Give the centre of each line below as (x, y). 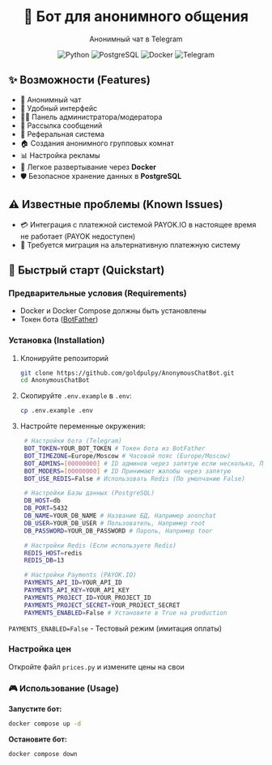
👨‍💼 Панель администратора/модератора (91, 117)
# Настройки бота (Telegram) (73, 441)
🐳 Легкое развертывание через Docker (88, 167)
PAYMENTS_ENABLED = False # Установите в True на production (125, 613)
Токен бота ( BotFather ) (59, 320)
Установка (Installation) (57, 341)
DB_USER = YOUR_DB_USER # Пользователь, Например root (115, 523)
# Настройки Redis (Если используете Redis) (100, 546)
